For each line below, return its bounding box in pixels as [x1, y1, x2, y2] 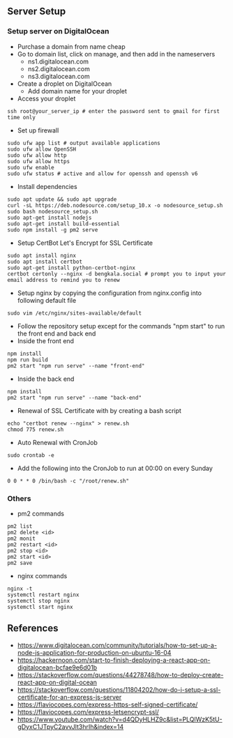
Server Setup [7, 6, 66, 17]
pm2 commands [17, 509, 65, 518]
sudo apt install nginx [7, 252, 77, 259]
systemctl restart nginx [7, 591, 80, 598]
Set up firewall [17, 126, 59, 135]
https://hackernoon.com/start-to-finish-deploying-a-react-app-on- [17, 656, 211, 664]
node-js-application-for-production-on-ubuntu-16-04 [17, 648, 172, 656]
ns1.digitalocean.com [27, 57, 89, 66]
